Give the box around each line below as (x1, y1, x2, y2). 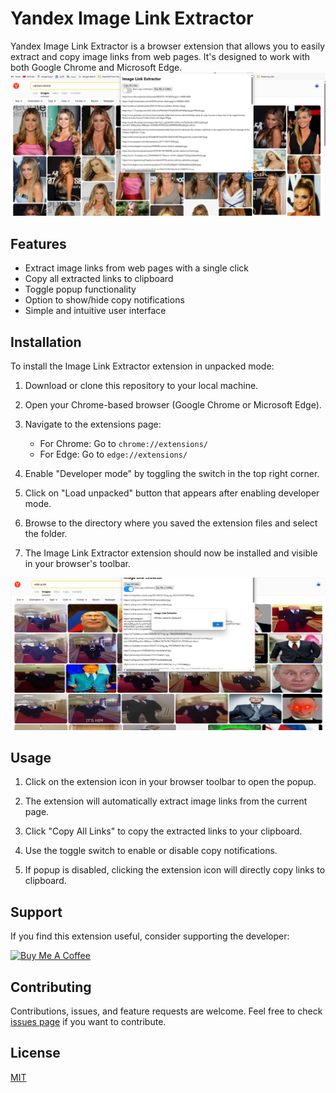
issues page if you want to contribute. (10, 1015, 167, 1027)
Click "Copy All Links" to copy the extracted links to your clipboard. (24, 825, 303, 837)
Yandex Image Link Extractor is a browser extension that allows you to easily (10, 40, 326, 52)
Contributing (10, 978, 92, 996)
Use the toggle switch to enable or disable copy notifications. (24, 845, 278, 857)
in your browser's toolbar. (24, 557, 132, 569)
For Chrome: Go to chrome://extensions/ (39, 437, 208, 449)
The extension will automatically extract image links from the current (24, 795, 308, 807)
